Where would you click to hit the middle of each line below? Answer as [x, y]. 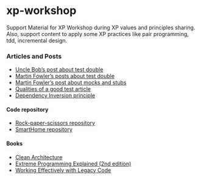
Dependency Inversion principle [55, 96]
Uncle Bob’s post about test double [59, 70]
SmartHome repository [44, 129]
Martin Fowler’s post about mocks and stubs [71, 82]
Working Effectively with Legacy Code [63, 170]
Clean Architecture [39, 157]
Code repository [27, 109]
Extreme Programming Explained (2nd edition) [73, 164]
